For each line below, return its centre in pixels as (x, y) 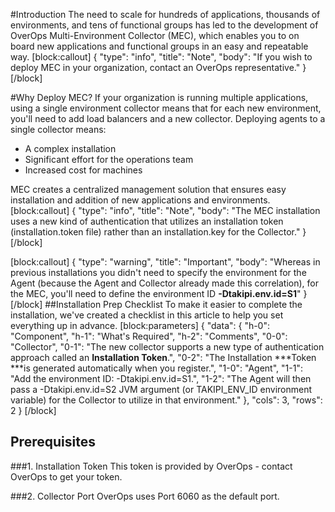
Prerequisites (53, 442)
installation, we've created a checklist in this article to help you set (147, 315)
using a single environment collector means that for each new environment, (166, 108)
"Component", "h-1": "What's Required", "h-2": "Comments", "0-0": (149, 336)
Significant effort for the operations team (109, 159)
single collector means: (58, 129)
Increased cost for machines (83, 170)
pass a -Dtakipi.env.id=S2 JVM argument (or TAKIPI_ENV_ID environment (161, 389)
